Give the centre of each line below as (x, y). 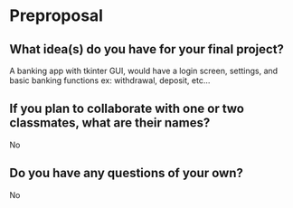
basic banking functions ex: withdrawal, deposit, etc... (110, 80)
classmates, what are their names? (110, 123)
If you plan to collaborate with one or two (127, 109)
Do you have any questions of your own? (127, 173)
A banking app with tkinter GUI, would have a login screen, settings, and (144, 71)
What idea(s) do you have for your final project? (147, 49)
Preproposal (57, 16)
